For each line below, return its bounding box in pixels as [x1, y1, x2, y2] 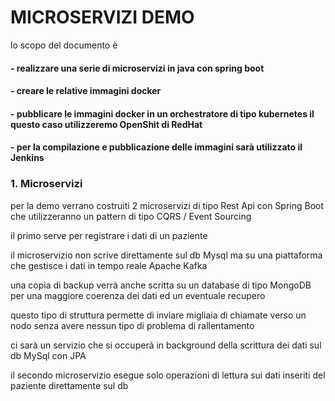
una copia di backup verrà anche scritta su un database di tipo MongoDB [10, 279, 312, 291]
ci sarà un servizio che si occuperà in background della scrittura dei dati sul [10, 339, 322, 351]
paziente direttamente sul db [10, 379, 129, 391]
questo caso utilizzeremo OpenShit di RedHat [10, 118, 203, 130]
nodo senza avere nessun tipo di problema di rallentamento [10, 319, 255, 331]
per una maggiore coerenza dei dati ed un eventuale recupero [10, 289, 266, 301]
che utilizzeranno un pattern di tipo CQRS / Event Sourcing [10, 210, 252, 222]
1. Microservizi [10, 177, 83, 191]
